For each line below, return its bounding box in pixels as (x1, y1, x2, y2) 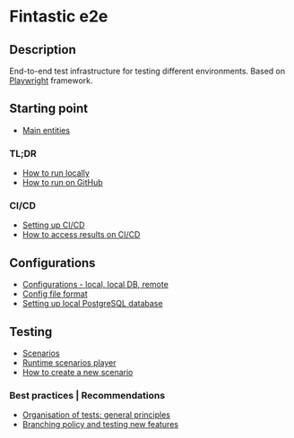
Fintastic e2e (9, 6, 108, 27)
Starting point (9, 101, 88, 116)
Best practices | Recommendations (9, 389, 166, 401)
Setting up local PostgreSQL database (22, 298, 163, 309)
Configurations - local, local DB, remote (22, 279, 169, 290)
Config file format (22, 288, 88, 299)
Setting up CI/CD (22, 219, 85, 230)
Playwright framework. (9, 75, 93, 86)
